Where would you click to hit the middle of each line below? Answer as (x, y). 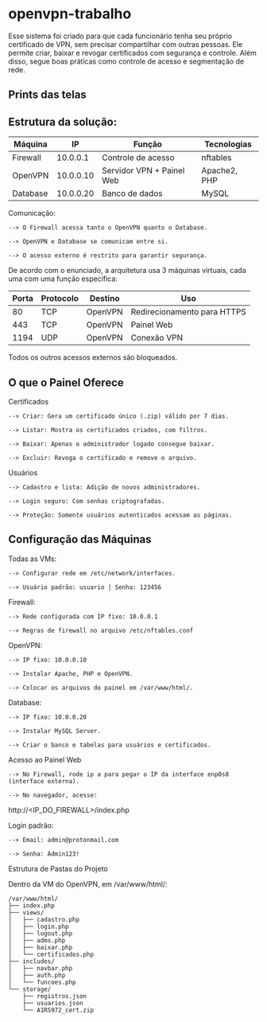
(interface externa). (44, 781)
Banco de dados (132, 193)
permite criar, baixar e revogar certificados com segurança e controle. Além (132, 53)
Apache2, (220, 170)
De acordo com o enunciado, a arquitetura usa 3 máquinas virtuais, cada (127, 271)
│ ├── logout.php (41, 933)
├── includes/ (32, 961)
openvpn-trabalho (70, 14)
